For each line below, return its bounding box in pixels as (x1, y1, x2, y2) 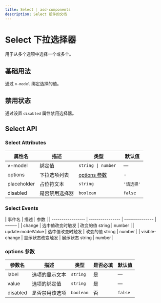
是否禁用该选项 (31, 290, 66, 297)
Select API (5, 125, 38, 133)
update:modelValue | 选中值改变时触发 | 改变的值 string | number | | (5, 229, 141, 235)
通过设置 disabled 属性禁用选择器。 (5, 110, 77, 116)
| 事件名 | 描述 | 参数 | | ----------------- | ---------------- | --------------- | (5, 217, 157, 222)
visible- (141, 229, 157, 235)
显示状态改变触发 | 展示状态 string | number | (23, 235, 114, 241)
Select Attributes (5, 140, 46, 146)
